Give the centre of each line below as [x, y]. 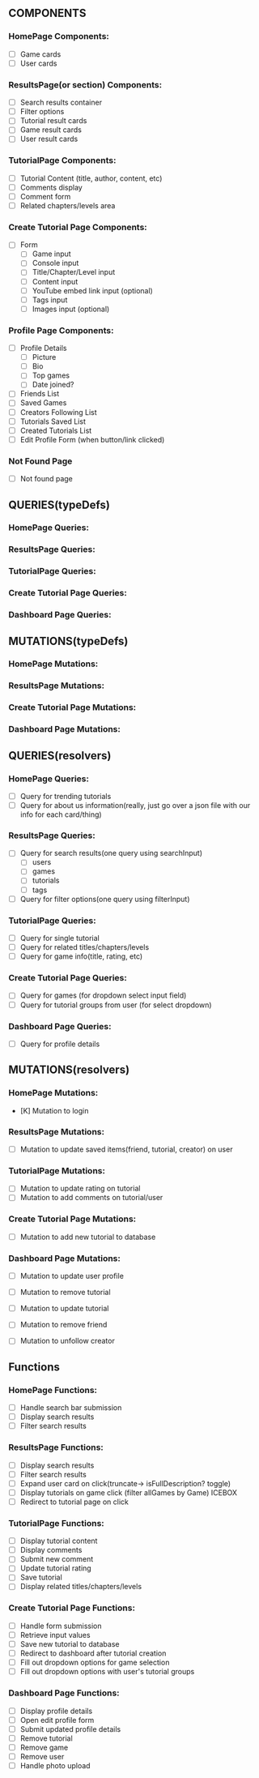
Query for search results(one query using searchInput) [111, 853]
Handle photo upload [55, 1765]
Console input [55, 263]
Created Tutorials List [56, 430]
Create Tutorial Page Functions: [72, 1608]
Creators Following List [58, 412]
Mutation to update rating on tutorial [80, 1188]
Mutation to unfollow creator [67, 1341]
